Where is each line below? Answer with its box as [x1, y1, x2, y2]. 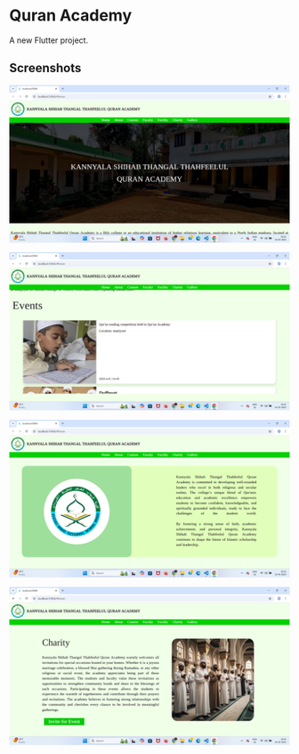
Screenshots [9, 61, 82, 76]
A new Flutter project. [9, 35, 89, 45]
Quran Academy [9, 5, 133, 26]
